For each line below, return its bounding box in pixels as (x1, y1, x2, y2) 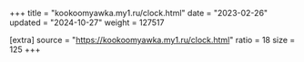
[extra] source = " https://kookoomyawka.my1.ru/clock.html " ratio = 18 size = (9, 35, 296, 45)
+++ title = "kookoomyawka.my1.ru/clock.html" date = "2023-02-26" (9, 8, 269, 18)
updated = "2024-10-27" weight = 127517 (9, 17, 165, 28)
